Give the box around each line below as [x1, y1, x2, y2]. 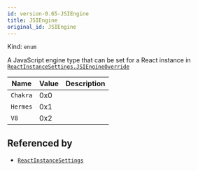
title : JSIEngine [7, 17, 58, 24]
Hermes [10, 103, 33, 111]
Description [65, 78, 106, 88]
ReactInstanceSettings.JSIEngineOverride [7, 64, 130, 71]
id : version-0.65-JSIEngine [7, 10, 90, 18]
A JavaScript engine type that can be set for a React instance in [7, 56, 191, 64]
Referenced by [7, 137, 73, 149]
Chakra [10, 92, 33, 100]
